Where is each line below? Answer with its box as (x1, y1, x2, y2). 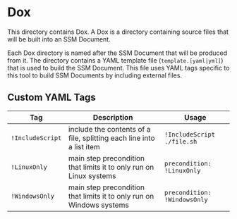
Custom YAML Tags (7, 92, 97, 104)
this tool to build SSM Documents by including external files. (7, 71, 182, 80)
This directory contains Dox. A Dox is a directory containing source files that (7, 27, 229, 36)
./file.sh (164, 137, 197, 145)
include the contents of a (68, 124, 151, 134)
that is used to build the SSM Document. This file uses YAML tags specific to (7, 63, 230, 72)
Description (92, 112, 133, 122)
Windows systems (68, 200, 129, 210)
